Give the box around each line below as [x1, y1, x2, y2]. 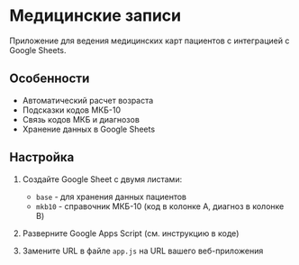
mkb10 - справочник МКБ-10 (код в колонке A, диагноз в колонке [35, 200, 285, 212]
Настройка [9, 150, 75, 165]
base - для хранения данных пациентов [35, 191, 187, 202]
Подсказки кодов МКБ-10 [22, 105, 122, 115]
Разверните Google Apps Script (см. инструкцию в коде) [22, 227, 240, 239]
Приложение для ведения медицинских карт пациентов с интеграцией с [9, 35, 290, 46]
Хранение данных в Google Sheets [22, 123, 156, 134]
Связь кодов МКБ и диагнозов [22, 114, 140, 124]
